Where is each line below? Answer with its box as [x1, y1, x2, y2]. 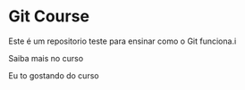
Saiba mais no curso [8, 53, 84, 63]
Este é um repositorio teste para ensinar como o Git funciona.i [8, 36, 237, 46]
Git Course [8, 6, 90, 27]
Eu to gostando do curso [8, 70, 99, 81]
